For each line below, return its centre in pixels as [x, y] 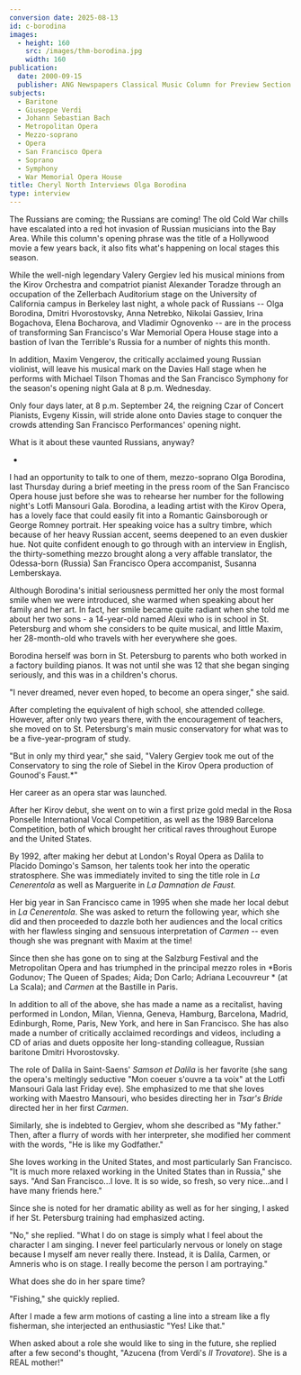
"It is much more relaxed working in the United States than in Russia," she [145, 1171]
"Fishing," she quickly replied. [64, 1299]
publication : [34, 68]
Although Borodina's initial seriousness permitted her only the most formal [147, 590]
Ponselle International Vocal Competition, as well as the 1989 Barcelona [142, 820]
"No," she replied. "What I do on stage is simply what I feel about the [136, 1235]
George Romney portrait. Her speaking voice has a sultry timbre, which [141, 525]
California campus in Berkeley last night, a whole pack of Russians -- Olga [147, 304]
